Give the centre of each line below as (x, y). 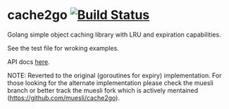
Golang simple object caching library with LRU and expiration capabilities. (114, 34)
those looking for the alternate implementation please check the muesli (110, 83)
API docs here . (29, 62)
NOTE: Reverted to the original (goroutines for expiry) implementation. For (114, 75)
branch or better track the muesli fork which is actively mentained (103, 90)
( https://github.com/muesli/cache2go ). (63, 98)
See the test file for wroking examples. (63, 48)
